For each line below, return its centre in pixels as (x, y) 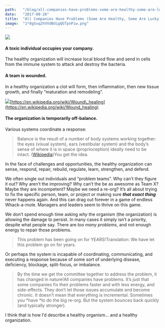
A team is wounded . (26, 76)
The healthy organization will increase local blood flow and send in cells (78, 59)
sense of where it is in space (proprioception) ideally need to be (82, 149)
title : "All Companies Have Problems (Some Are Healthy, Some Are (76, 19)
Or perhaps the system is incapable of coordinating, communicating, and (79, 254)
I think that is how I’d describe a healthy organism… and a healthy (71, 315)
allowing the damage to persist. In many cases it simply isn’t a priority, (76, 219)
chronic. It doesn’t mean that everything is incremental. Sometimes (85, 295)
